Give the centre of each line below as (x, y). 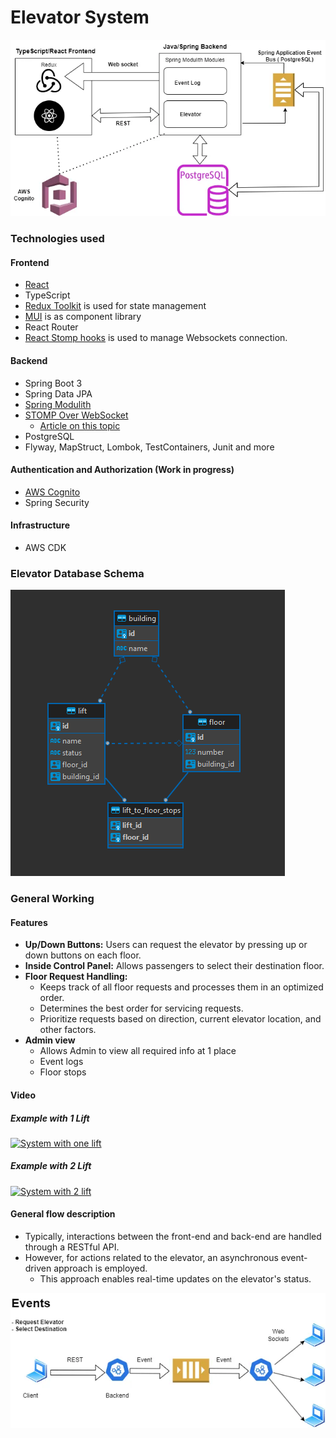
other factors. (68, 1030)
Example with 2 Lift (51, 1166)
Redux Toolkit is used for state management (115, 306)
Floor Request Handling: (76, 977)
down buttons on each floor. (83, 955)
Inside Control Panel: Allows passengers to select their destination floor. (174, 966)
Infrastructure (40, 525)
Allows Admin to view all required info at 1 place (138, 1051)
